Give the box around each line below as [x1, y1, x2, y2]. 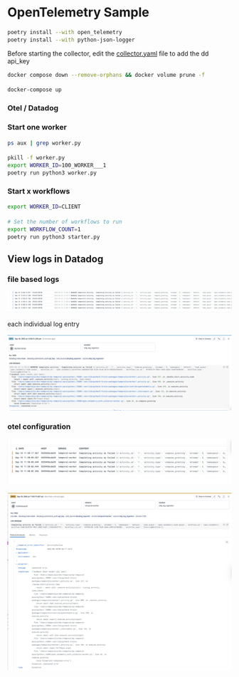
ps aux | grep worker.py [7, 140, 81, 147]
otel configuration [7, 421, 71, 431]
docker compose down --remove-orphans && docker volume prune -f [7, 71, 205, 78]
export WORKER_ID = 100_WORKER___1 [7, 162, 107, 169]
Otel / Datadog [7, 103, 59, 113]
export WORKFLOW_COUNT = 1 [7, 226, 81, 233]
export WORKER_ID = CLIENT [7, 204, 81, 211]
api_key [7, 56, 30, 65]
